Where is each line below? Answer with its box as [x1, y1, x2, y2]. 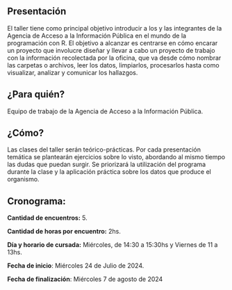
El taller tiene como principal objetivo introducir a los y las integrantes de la [7, 24, 222, 32]
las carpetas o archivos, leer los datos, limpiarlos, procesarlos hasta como [7, 61, 220, 69]
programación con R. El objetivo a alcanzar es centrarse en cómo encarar [7, 38, 218, 47]
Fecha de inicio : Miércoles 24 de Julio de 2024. [7, 261, 144, 270]
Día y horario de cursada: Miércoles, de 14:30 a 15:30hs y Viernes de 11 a [7, 241, 218, 249]
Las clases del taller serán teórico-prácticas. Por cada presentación [7, 145, 201, 154]
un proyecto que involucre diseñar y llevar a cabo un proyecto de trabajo [7, 46, 215, 54]
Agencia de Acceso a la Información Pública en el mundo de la [7, 31, 186, 40]
